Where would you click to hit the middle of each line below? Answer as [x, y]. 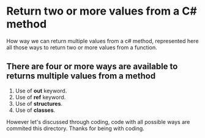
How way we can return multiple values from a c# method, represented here [102, 41]
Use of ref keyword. [40, 97]
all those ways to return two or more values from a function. [82, 47]
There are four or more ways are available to [92, 67]
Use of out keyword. [41, 91]
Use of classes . [35, 110]
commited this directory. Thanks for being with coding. [76, 128]
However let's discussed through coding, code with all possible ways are [98, 122]
